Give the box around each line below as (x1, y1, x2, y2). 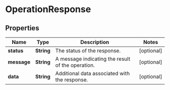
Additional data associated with (55, 70, 130, 77)
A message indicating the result (55, 56, 131, 62)
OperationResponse (5, 4, 91, 15)
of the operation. (55, 62, 95, 69)
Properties (5, 24, 39, 32)
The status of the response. (55, 47, 121, 54)
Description (80, 39, 109, 46)
